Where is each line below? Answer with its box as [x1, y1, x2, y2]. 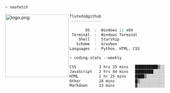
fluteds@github [69, 14, 102, 19]
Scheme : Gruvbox [76, 42, 117, 47]
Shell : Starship [78, 37, 120, 42]
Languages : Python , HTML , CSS [69, 46, 140, 51]
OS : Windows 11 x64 [85, 28, 133, 33]
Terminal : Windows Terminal [71, 32, 138, 37]
